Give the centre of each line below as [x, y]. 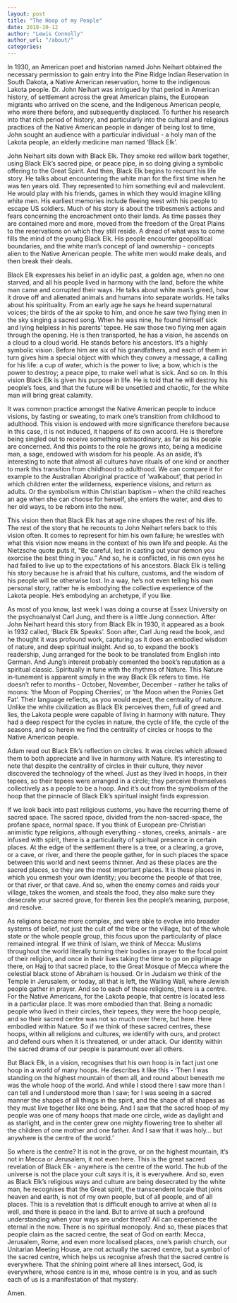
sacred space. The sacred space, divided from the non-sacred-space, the [115, 817]
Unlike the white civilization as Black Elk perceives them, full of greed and [114, 707]
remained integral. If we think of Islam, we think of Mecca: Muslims [104, 943]
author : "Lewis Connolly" [45, 34]
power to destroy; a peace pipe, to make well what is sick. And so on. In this [117, 373]
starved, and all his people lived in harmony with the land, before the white [116, 282]
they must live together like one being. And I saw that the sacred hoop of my [118, 1108]
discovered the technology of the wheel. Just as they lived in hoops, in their [117, 773]
